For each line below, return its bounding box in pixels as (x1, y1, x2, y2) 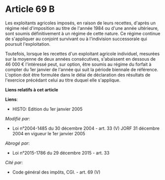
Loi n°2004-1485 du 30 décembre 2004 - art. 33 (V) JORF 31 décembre (12, 125, 160, 131)
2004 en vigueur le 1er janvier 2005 (12, 130, 86, 136)
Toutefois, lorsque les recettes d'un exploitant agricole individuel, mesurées (5, 51, 160, 57)
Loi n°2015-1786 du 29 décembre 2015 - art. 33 (12, 150, 110, 156)
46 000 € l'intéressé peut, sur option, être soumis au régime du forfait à (5, 61, 152, 67)
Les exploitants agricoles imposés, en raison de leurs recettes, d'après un (5, 20, 156, 26)
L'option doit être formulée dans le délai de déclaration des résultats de (5, 72, 151, 78)
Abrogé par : (5, 140, 30, 146)
